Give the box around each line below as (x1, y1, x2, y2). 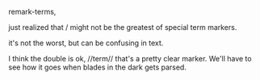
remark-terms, (8, 7, 57, 16)
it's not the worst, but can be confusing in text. (8, 38, 164, 48)
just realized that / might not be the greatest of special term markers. (8, 23, 237, 32)
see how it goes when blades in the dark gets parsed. (8, 62, 187, 72)
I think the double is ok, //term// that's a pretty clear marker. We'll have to (8, 54, 252, 63)
